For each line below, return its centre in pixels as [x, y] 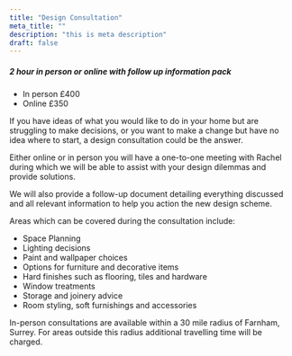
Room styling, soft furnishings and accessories [109, 306]
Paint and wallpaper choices [75, 258]
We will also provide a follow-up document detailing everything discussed [146, 194]
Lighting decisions [56, 248]
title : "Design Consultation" [66, 18]
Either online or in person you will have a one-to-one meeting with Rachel [146, 157]
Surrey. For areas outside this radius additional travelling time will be [136, 333]
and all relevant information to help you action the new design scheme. [141, 204]
